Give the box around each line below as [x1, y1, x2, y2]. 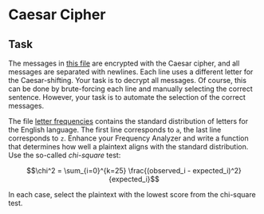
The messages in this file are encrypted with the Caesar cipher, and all [8, 58, 240, 68]
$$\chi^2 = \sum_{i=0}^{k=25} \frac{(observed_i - [26, 166, 191, 175]
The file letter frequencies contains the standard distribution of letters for [8, 117, 249, 125]
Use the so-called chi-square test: [8, 150, 121, 160]
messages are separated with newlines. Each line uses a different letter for [8, 67, 254, 77]
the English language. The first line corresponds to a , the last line [8, 125, 222, 134]
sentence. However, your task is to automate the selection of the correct [8, 93, 246, 101]
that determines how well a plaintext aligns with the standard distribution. [8, 142, 249, 151]
